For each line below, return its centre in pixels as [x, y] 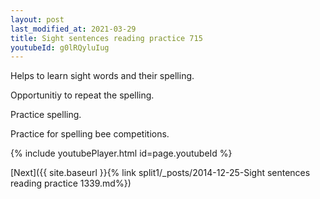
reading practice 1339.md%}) [71, 183]
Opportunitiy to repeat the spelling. [82, 95]
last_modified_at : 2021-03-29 [73, 29]
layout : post [37, 19]
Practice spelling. [46, 115]
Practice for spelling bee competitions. [90, 134]
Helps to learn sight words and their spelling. [102, 76]
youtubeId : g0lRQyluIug [60, 47]
